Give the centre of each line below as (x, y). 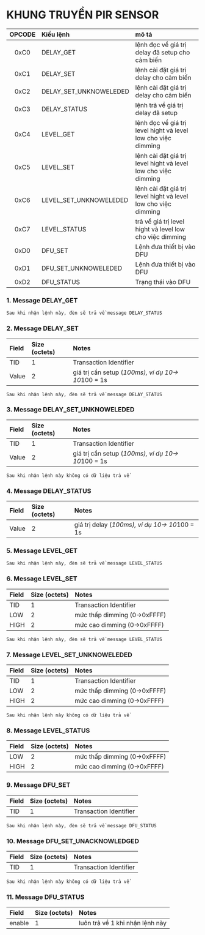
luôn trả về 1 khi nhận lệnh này (122, 923)
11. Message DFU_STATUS (45, 897)
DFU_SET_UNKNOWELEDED (82, 268)
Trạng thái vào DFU (163, 282)
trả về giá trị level (160, 221)
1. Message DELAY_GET (42, 300)
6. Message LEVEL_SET (42, 579)
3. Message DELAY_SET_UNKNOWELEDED (70, 410)
